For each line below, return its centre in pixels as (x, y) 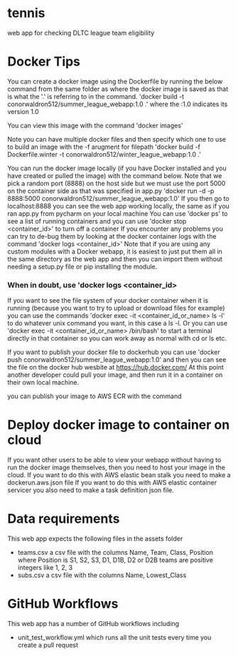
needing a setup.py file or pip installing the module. (82, 266)
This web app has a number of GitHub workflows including (93, 623)
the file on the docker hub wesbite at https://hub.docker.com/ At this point (115, 368)
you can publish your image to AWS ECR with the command (95, 396)
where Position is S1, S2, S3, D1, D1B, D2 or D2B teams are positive (115, 560)
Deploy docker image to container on (119, 425)
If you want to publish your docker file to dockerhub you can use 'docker (114, 352)
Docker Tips (44, 62)
